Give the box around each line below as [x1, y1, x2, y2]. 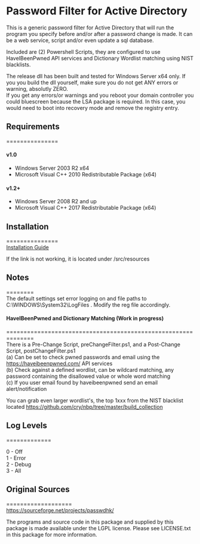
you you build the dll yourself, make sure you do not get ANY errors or [6, 79, 179, 86]
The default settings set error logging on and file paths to [6, 295, 147, 302]
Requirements [6, 121, 60, 132]
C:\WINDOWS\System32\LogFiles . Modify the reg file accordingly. [6, 301, 171, 308]
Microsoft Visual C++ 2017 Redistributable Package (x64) [14, 204, 156, 212]
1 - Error [6, 454, 26, 462]
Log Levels [6, 420, 48, 431]
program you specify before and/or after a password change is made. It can [6, 30, 193, 37]
